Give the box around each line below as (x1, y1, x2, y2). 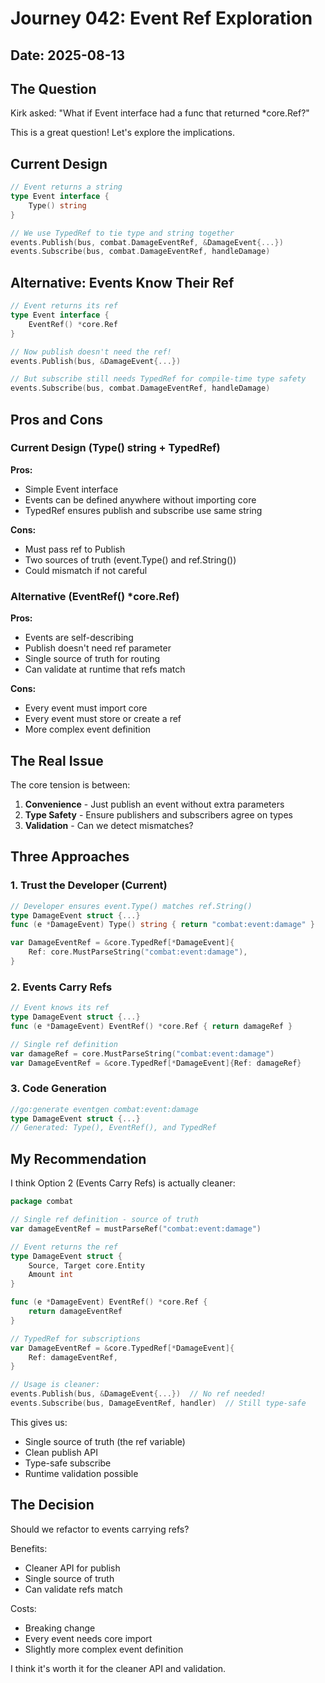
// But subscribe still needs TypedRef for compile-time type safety (10, 374, 307, 384)
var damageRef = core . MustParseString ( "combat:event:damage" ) (10, 1048, 275, 1059)
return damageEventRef (28, 1307, 123, 1317)
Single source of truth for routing (24, 653, 161, 665)
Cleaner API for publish (24, 1562, 121, 1574)
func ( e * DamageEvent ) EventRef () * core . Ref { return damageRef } (10, 1021, 293, 1031)
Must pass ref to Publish (24, 543, 126, 555)
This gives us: (10, 1416, 68, 1428)
